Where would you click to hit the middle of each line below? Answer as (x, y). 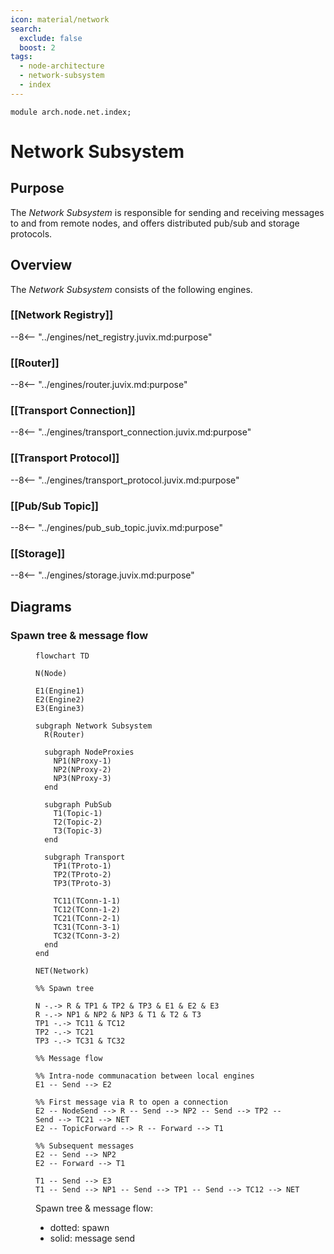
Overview (41, 265)
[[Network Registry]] (62, 315)
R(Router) (64, 735)
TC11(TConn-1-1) (87, 901)
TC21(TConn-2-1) (87, 919)
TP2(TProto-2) (82, 875)
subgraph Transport (85, 857)
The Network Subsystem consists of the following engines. (131, 289)
